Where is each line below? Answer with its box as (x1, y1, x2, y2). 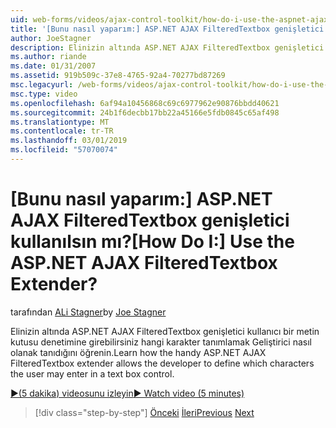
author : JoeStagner (10, 33, 92, 43)
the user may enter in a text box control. (10, 367, 175, 380)
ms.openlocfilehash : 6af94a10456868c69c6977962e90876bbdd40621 (10, 98, 280, 108)
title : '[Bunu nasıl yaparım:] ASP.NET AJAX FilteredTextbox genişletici (10, 24, 325, 34)
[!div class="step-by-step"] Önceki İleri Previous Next (34, 406, 255, 418)
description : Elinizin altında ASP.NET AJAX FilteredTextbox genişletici (10, 42, 325, 53)
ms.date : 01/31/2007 (10, 61, 97, 71)
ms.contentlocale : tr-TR (10, 126, 114, 136)
